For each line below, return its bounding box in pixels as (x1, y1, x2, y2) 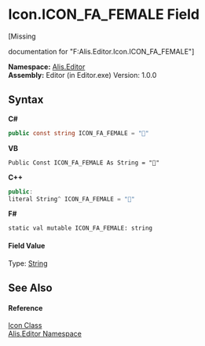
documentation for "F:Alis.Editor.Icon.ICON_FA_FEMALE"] (8, 46, 195, 56)
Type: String (8, 258, 48, 268)
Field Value (8, 241, 46, 250)
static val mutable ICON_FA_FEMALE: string (8, 224, 153, 233)
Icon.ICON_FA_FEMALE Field (8, 6, 200, 24)
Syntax (8, 93, 44, 107)
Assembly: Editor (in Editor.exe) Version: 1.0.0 (8, 70, 157, 79)
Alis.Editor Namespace (8, 329, 82, 339)
